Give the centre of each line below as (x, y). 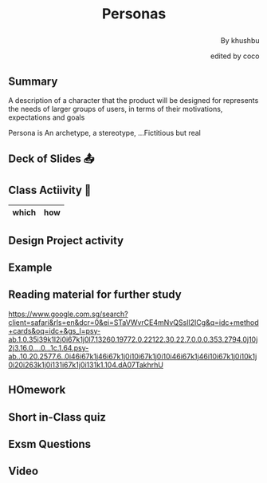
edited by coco (235, 56)
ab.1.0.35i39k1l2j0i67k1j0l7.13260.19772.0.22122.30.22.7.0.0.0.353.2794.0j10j (133, 339)
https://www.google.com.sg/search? (69, 314)
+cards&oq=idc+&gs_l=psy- (55, 331)
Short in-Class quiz (57, 417)
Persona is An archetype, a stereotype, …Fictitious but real (104, 133)
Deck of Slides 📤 (51, 159)
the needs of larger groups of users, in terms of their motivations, (116, 109)
